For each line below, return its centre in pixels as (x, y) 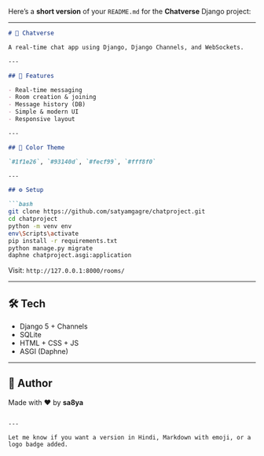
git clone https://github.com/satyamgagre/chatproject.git (107, 211)
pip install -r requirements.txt (63, 241)
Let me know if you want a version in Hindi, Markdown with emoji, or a (130, 437)
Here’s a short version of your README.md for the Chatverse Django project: (130, 11)
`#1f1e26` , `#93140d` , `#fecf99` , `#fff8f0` (82, 162)
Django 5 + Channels (53, 326)
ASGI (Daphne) (44, 351)
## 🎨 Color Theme (37, 147)
